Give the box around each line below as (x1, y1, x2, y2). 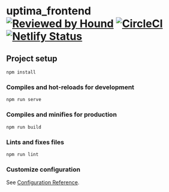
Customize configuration (6, 165, 81, 173)
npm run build (6, 124, 42, 130)
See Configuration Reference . (6, 179, 80, 186)
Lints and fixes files (6, 138, 65, 146)
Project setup (6, 53, 58, 63)
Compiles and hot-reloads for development (6, 83, 135, 91)
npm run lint (6, 151, 39, 157)
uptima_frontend (6, 4, 92, 18)
